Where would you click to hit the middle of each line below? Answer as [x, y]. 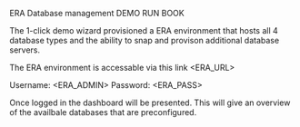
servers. [25, 50]
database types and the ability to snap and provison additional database [145, 40]
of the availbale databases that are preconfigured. [103, 112]
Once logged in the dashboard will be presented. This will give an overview [150, 103]
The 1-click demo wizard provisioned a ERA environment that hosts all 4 [144, 30]
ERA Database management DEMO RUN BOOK [97, 13]
